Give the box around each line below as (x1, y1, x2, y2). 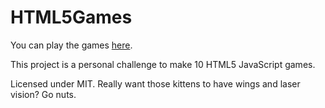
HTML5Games (10, 6, 133, 29)
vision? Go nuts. (10, 88, 77, 100)
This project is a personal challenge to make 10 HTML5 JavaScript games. (10, 58, 316, 70)
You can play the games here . (10, 39, 133, 51)
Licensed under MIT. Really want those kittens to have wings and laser (10, 77, 301, 90)
